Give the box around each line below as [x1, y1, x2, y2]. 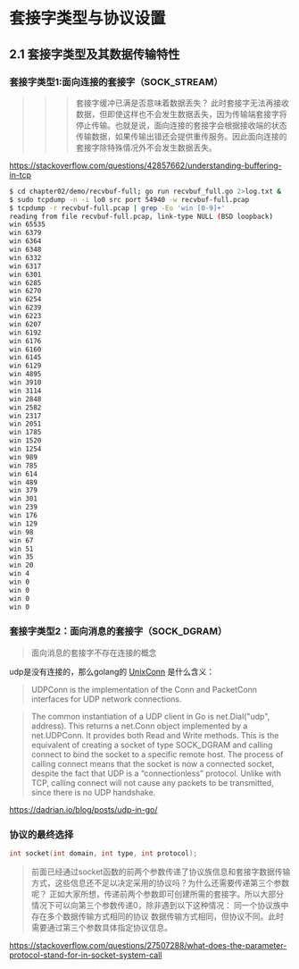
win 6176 [9, 336, 42, 345]
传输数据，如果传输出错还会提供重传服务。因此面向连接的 [75, 131, 287, 141]
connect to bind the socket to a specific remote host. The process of [30, 748, 284, 760]
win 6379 [9, 229, 42, 238]
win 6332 [9, 253, 42, 262]
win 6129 [9, 361, 42, 371]
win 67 [9, 535, 34, 545]
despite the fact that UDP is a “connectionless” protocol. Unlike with [30, 768, 281, 779]
